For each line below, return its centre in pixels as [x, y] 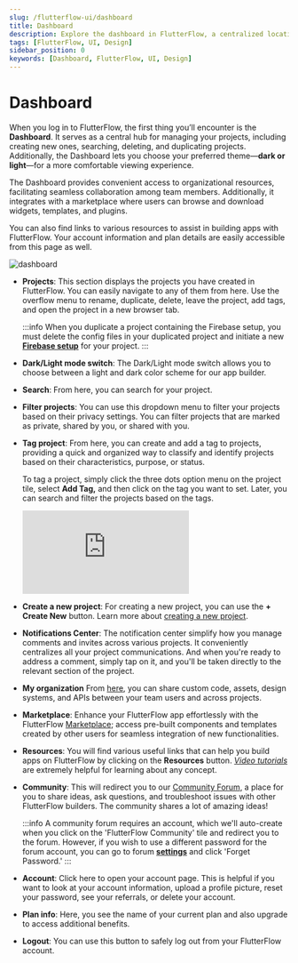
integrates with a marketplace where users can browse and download [137, 201]
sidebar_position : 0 [47, 51]
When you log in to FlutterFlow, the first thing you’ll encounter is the [133, 127]
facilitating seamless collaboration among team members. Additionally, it [141, 191]
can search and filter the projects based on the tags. [118, 498]
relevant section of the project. [78, 670]
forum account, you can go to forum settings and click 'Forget [136, 851]
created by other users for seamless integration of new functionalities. [150, 734]
